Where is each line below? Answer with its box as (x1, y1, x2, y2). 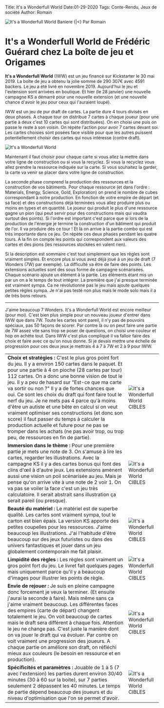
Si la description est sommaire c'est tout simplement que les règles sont (5, 251, 150, 257)
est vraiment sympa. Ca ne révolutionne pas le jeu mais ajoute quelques (5, 282, 150, 288)
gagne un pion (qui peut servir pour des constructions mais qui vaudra (5, 210, 147, 216)
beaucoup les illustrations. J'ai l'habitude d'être (7, 529, 116, 536)
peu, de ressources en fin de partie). (7, 434, 91, 441)
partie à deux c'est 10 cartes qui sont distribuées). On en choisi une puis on (5, 119, 157, 125)
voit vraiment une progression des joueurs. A (7, 637, 111, 644)
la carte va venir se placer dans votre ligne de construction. (5, 169, 125, 175)
